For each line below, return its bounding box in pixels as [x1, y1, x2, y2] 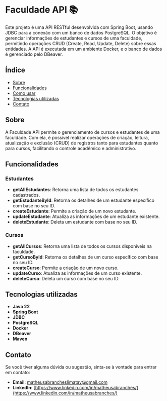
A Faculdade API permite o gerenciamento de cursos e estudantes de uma [5, 129, 160, 135]
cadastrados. [12, 192, 40, 198]
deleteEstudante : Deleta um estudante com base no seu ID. [12, 219, 138, 225]
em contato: [5, 370, 30, 376]
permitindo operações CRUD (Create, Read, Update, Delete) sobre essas [5, 40, 156, 46]
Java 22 [12, 304, 30, 310]
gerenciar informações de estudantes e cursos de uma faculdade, [5, 35, 143, 41]
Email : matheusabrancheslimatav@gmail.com [12, 379, 108, 385]
